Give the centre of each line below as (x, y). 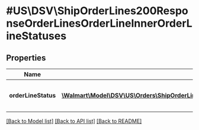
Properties (26, 58)
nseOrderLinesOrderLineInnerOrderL (99, 23)
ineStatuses (36, 36)
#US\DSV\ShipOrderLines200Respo (97, 11)
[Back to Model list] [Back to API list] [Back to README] (74, 121)
